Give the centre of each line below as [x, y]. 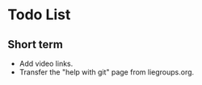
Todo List [39, 15]
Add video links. [46, 63]
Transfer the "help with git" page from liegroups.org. [107, 72]
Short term [36, 45]
